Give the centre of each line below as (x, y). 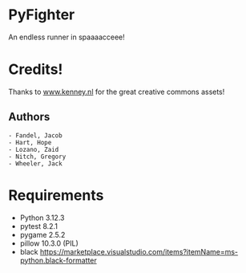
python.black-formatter (58, 260)
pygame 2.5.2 (42, 234)
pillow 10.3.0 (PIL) (49, 243)
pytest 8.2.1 (39, 226)
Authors (29, 117)
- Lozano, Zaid (34, 149)
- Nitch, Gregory (37, 157)
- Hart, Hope (30, 142)
